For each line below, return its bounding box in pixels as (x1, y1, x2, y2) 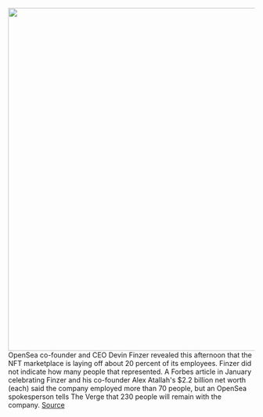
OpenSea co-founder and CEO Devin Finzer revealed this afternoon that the (8, 350, 252, 360)
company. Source (8, 401, 65, 409)
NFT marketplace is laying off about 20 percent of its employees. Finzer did (8, 359, 252, 368)
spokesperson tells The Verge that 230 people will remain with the (8, 392, 222, 401)
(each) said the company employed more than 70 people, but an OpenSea (8, 384, 247, 393)
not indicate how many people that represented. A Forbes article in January (8, 367, 252, 376)
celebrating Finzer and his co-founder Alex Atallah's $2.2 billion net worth (8, 375, 247, 384)
